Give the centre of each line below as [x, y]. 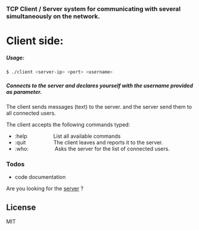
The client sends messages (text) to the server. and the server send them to [99, 106]
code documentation [40, 177]
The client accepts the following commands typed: [68, 124]
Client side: [35, 41]
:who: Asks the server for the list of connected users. [92, 149]
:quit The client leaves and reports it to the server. [89, 142]
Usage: [15, 58]
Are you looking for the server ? [45, 188]
